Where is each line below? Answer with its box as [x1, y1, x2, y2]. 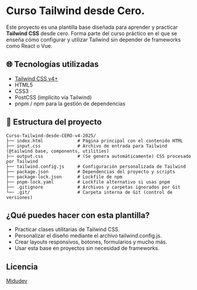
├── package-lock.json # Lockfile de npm [6, 174, 123, 180]
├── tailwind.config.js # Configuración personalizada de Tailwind [6, 164, 186, 169]
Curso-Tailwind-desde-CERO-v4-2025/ [6, 132, 96, 139]
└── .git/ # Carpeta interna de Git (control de [6, 189, 173, 195]
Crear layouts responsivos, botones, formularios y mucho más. [14, 238, 168, 245]
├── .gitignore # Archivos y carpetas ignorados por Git [6, 184, 181, 190]
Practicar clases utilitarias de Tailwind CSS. [14, 226, 120, 233]
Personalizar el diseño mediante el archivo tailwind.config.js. [14, 232, 162, 239]
